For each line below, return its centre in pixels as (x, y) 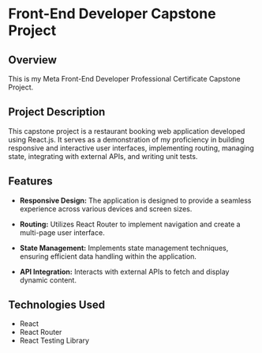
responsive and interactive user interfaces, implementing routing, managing (131, 148)
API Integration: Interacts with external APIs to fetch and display (124, 271)
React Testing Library (54, 340)
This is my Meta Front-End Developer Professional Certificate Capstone (124, 79)
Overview (33, 60)
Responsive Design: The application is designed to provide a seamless (135, 200)
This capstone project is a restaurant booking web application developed (127, 131)
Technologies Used (56, 305)
